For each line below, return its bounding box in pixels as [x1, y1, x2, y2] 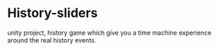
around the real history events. [7, 35, 97, 44]
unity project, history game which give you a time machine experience [7, 28, 212, 37]
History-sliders [7, 5, 98, 21]
